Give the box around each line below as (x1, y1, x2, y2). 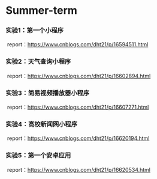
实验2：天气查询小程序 (5, 58, 71, 66)
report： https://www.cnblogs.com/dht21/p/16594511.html (7, 41, 149, 48)
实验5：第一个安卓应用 (5, 151, 71, 160)
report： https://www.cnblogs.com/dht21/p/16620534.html (7, 166, 151, 173)
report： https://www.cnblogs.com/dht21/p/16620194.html (7, 135, 150, 142)
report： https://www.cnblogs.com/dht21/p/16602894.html (7, 72, 151, 79)
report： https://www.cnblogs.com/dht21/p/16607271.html (7, 103, 149, 111)
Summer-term (5, 4, 77, 17)
